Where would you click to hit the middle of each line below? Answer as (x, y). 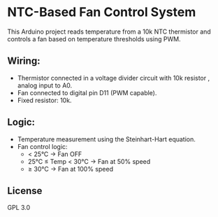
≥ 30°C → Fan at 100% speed (71, 169)
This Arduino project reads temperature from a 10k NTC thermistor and (109, 31)
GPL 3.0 (19, 208)
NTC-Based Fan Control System (102, 12)
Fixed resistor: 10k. (44, 100)
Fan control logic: (42, 146)
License (25, 191)
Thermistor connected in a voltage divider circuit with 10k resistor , (114, 78)
